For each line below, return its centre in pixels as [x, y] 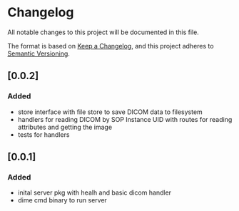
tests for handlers [44, 134]
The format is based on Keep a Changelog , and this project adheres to [111, 46]
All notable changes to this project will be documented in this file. [103, 32]
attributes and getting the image [65, 127]
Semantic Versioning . [39, 53]
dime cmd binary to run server [62, 200]
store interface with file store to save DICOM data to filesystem [110, 112]
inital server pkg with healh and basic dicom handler [95, 192]
